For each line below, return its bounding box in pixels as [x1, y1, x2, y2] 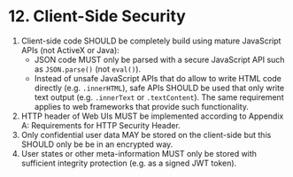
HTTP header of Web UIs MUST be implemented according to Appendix [20, 111, 284, 121]
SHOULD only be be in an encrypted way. [20, 139, 173, 150]
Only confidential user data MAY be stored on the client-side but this [20, 129, 272, 140]
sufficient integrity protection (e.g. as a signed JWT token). [20, 158, 237, 168]
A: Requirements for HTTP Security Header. [20, 119, 181, 130]
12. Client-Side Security [8, 6, 187, 27]
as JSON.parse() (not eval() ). [34, 64, 142, 74]
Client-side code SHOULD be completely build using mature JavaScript [20, 35, 281, 46]
